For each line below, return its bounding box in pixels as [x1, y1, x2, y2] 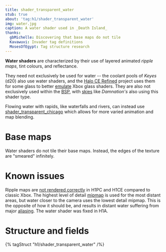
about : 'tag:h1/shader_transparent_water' [5, 16, 94, 21]
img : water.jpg [5, 21, 37, 26]
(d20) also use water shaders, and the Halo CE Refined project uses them [5, 78, 155, 84]
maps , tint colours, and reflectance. [5, 63, 78, 69]
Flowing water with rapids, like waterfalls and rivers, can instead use [5, 103, 145, 109]
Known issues [5, 170, 64, 182]
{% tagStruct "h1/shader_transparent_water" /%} [5, 242, 105, 248]
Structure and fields [5, 225, 89, 236]
